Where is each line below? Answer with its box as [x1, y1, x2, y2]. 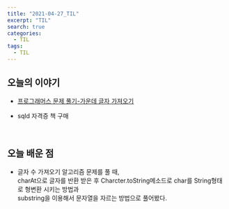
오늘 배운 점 [7, 147, 54, 159]
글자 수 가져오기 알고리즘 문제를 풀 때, [17, 167, 120, 175]
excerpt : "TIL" [7, 17, 52, 24]
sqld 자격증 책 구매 [17, 111, 69, 120]
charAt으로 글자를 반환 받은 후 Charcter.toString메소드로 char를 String [17, 176, 212, 185]
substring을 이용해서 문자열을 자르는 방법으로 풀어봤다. [17, 194, 167, 202]
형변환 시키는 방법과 [24, 185, 79, 193]
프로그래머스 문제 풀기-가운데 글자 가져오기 [17, 96, 134, 105]
